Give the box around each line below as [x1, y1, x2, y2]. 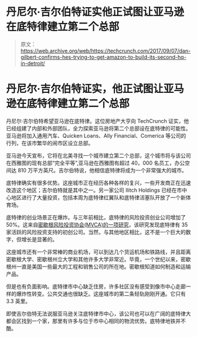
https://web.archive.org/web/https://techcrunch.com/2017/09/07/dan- [20, 47, 191, 54]
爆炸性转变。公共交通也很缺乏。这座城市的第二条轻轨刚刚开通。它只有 [16, 290, 186, 297]
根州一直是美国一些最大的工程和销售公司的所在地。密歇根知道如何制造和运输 [6, 263, 191, 270]
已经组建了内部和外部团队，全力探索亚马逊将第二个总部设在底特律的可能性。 [6, 125, 191, 132]
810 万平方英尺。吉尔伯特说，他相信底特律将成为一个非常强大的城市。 [17, 166, 188, 173]
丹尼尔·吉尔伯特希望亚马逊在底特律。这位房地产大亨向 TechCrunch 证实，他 [6, 117, 189, 124]
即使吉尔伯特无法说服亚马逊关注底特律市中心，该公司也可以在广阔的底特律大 [6, 310, 191, 317]
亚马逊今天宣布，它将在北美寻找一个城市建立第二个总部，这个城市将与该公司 [6, 152, 191, 159]
